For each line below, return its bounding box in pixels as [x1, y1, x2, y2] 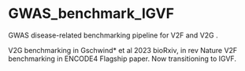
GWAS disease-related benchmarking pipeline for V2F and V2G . [8, 30, 218, 40]
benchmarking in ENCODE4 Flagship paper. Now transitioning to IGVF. [8, 54, 236, 63]
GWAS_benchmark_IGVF [8, 5, 175, 23]
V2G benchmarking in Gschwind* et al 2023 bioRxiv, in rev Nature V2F [8, 45, 238, 55]
